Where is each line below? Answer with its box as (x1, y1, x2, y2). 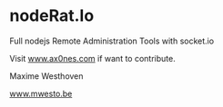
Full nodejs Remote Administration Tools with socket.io (9, 35, 215, 46)
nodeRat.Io (9, 5, 95, 26)
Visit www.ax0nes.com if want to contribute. (9, 53, 176, 63)
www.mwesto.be (9, 88, 73, 99)
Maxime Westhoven (9, 70, 84, 82)
